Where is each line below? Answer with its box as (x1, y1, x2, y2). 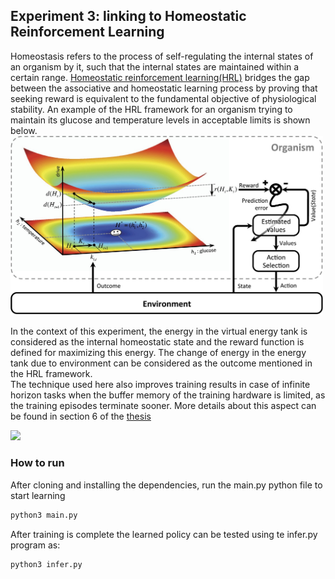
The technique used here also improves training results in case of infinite (10, 379, 311, 391)
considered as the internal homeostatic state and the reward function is (10, 336, 305, 348)
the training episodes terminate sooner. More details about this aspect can (10, 400, 317, 412)
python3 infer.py (10, 559, 83, 569)
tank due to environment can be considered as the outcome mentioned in (10, 357, 313, 369)
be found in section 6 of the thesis (10, 410, 152, 423)
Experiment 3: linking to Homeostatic (10, 8, 247, 25)
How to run (10, 456, 65, 470)
